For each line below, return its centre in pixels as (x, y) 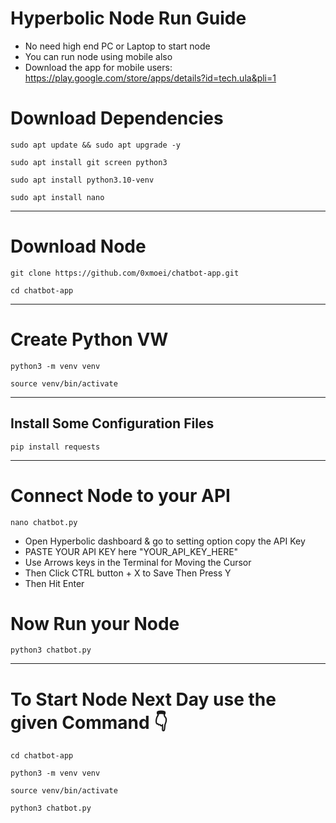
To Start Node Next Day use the (143, 699)
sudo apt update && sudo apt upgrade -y (96, 145)
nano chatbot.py (44, 522)
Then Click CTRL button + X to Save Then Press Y (128, 573)
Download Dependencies (117, 118)
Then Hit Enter (54, 583)
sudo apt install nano (57, 197)
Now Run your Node (95, 623)
